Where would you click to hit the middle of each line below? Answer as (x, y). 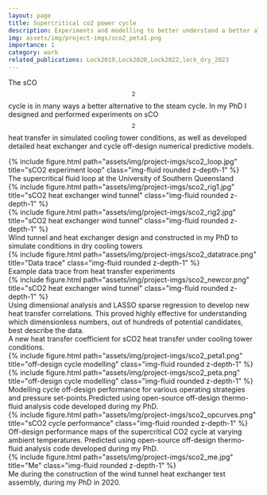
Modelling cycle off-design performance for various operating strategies (127, 389)
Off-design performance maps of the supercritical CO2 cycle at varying (125, 431)
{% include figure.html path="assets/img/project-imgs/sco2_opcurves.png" (132, 415)
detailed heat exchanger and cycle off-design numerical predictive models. (131, 146)
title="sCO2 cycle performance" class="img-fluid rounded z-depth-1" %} (128, 423)
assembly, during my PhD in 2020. (64, 482)
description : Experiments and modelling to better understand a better (129, 30)
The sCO (23, 82)
